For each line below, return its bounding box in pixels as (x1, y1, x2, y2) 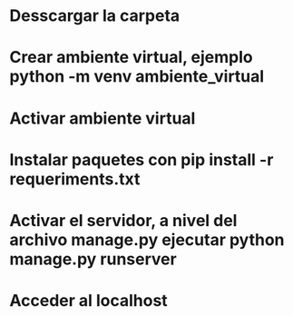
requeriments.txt (9, 169, 141, 189)
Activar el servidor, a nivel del (9, 210, 238, 231)
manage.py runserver (9, 249, 177, 269)
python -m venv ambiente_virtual (9, 66, 265, 87)
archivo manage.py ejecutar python (9, 229, 285, 250)
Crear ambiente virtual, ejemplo (9, 47, 254, 68)
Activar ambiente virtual (9, 108, 196, 128)
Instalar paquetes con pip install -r (9, 149, 274, 170)
